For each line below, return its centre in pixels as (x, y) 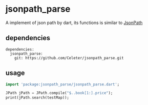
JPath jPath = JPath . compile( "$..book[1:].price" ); (59, 93)
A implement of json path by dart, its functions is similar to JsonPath (74, 23)
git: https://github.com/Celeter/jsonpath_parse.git (69, 58)
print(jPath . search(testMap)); (37, 98)
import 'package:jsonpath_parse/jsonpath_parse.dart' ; (63, 84)
